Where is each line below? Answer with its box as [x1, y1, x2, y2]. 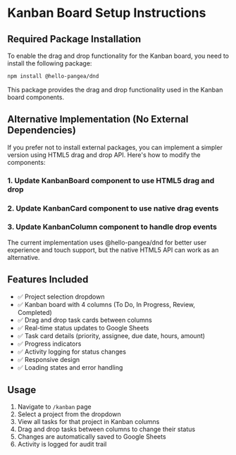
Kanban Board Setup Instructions [7, 5, 206, 21]
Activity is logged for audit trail [17, 440, 107, 449]
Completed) [17, 308, 53, 316]
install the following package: [7, 59, 92, 68]
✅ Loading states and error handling [17, 363, 123, 371]
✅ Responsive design [17, 355, 80, 363]
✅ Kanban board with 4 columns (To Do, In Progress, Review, [17, 300, 196, 308]
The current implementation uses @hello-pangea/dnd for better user [7, 238, 207, 247]
